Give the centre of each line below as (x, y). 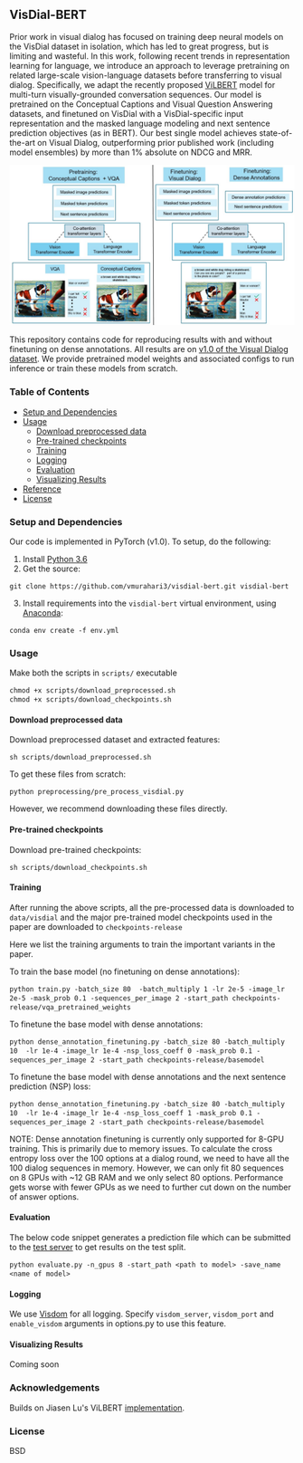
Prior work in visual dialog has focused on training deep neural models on (147, 36)
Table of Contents (50, 392)
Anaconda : (43, 612)
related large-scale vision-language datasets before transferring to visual (146, 75)
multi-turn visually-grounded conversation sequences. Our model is (136, 94)
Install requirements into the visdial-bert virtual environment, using (149, 603)
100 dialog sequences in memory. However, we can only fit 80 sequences (147, 1168)
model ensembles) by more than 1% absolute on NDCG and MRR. (131, 152)
